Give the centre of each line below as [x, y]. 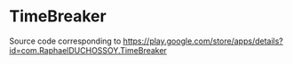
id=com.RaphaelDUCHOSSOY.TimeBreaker [88, 50]
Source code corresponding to [65, 41]
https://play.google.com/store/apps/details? [203, 41]
